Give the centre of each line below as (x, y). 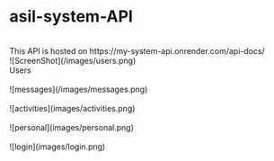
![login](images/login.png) (57, 147)
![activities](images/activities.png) (72, 108)
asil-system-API (71, 17)
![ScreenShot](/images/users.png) (73, 60)
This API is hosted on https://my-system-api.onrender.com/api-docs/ (137, 50)
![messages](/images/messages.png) (79, 89)
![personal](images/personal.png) (72, 127)
